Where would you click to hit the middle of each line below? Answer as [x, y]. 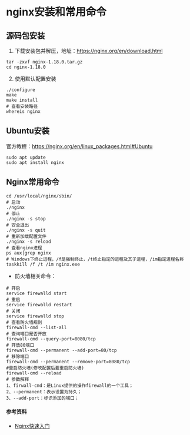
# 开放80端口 [20, 345]
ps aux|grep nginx [29, 253]
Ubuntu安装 [28, 131]
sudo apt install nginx [35, 162]
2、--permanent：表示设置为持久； [44, 391]
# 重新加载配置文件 [26, 236]
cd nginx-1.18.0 [26, 67]
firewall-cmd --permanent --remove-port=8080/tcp [68, 362]
